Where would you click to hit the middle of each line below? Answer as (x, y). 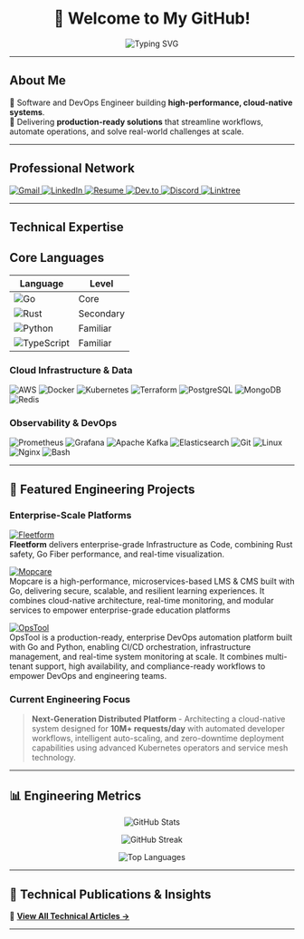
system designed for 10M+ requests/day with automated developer (158, 729)
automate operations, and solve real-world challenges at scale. (127, 131)
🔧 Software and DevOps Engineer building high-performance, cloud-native (151, 102)
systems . (27, 111)
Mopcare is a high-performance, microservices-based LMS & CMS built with (152, 581)
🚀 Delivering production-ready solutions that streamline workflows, (137, 121)
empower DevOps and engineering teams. (88, 676)
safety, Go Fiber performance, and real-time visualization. (117, 554)
